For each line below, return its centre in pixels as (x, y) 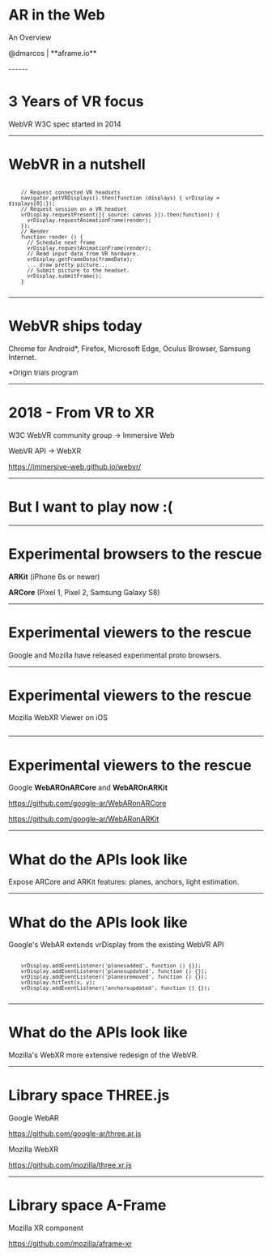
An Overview (30, 37)
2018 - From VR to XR (81, 412)
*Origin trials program (43, 372)
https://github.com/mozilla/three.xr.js (70, 1165)
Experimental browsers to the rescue (135, 554)
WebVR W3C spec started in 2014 (65, 124)
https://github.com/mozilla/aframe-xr (70, 1244)
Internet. (23, 357)
